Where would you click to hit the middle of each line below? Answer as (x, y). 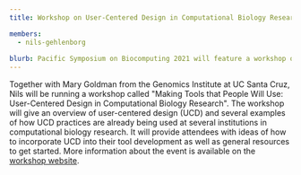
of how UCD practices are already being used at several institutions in (138, 123)
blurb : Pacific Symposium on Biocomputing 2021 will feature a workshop (148, 59)
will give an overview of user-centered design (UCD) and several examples (147, 113)
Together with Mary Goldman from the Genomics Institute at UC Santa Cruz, (150, 84)
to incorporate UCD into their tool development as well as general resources (150, 142)
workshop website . (44, 161)
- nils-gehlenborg (52, 42)
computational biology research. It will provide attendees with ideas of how (148, 132)
